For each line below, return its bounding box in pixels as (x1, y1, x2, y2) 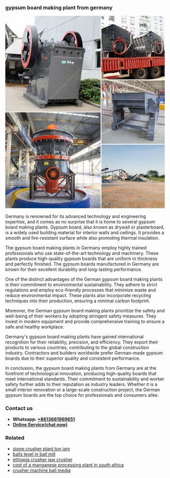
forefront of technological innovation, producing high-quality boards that (5, 370, 157, 376)
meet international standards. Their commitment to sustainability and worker (5, 375, 164, 382)
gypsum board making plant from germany (5, 4, 113, 11)
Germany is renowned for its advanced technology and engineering (5, 213, 146, 219)
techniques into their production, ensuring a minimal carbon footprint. (5, 298, 150, 304)
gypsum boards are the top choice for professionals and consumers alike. (5, 392, 159, 398)
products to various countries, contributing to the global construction (5, 344, 149, 350)
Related (5, 434, 25, 441)
